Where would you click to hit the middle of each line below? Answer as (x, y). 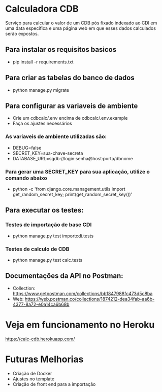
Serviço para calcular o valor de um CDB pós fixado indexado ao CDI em (81, 23)
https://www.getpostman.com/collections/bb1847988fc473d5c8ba (83, 293)
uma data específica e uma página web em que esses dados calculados (81, 28)
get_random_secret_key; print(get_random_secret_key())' (72, 194)
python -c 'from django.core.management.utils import (69, 189)
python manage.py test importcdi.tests (53, 236)
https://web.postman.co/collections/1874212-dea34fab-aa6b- (90, 299)
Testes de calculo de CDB (37, 249)
